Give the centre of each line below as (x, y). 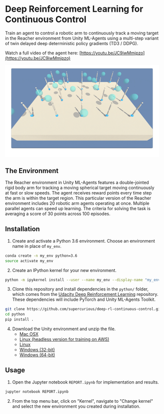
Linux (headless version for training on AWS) (64, 340)
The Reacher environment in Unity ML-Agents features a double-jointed (77, 182)
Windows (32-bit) (37, 350)
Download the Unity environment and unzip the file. (64, 329)
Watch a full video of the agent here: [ (43, 53)
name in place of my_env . (37, 246)
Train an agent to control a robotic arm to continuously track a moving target (82, 33)
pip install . (20, 319)
